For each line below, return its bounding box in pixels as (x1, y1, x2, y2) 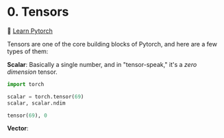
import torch (7, 81, 45, 87)
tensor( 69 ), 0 (7, 112, 48, 119)
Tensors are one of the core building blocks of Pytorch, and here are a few (7, 40, 218, 48)
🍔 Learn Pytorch (7, 27, 53, 35)
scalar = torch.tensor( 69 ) (7, 93, 84, 100)
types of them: (7, 47, 49, 55)
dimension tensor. (7, 68, 58, 76)
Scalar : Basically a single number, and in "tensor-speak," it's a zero (7, 60, 197, 68)
